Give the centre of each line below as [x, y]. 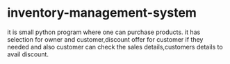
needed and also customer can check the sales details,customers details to [115, 47]
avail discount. [28, 54]
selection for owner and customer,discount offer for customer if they [105, 39]
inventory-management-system [102, 13]
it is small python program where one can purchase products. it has [104, 32]
